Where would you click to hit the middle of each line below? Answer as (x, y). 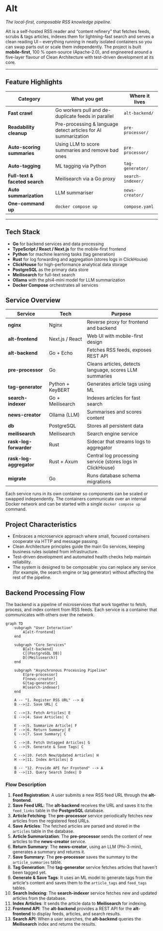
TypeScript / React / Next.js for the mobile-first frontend (69, 249)
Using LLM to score (77, 144)
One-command (26, 203)
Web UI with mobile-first (115, 336)
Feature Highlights (34, 82)
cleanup (17, 133)
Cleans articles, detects (114, 364)
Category (29, 99)
